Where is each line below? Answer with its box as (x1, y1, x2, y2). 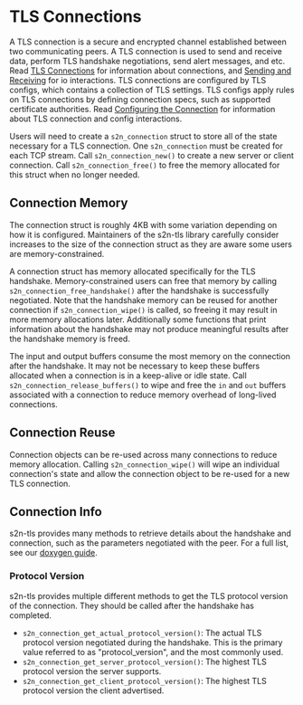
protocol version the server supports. (22, 665, 162, 676)
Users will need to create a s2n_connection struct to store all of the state (9, 130, 278, 141)
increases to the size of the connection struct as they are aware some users (9, 238, 292, 250)
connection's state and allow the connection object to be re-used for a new (9, 468, 290, 479)
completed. (9, 609, 52, 621)
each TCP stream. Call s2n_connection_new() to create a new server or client (9, 149, 294, 160)
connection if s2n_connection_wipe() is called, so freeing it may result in (9, 304, 278, 315)
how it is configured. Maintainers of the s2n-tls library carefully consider (9, 229, 279, 240)
